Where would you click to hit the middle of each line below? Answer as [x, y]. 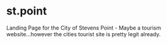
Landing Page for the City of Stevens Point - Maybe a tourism [84, 28]
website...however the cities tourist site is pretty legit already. [83, 34]
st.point [27, 11]
